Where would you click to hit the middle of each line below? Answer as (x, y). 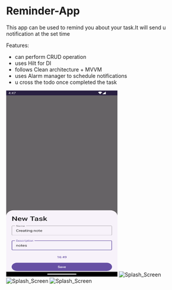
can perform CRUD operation (50, 57)
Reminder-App (43, 11)
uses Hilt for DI (33, 63)
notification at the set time (38, 33)
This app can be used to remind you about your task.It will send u (86, 27)
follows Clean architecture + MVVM (58, 69)
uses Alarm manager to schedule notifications (71, 76)
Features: (18, 45)
